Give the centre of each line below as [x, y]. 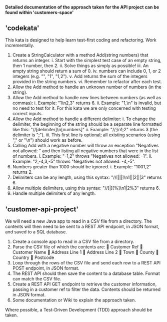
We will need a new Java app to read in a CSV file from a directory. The [78, 221]
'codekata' [22, 28]
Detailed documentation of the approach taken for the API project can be [82, 7]
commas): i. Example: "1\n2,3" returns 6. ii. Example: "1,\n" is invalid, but [87, 103]
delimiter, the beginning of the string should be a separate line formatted [87, 124]
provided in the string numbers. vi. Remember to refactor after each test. [87, 82]
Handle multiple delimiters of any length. [54, 193]
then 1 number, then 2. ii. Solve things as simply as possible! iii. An [80, 66]
